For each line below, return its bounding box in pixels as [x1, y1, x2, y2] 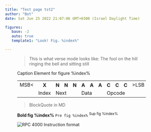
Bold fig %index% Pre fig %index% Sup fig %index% [17, 111, 118, 118]
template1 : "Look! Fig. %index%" [11, 38, 79, 44]
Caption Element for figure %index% [17, 70, 91, 76]
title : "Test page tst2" [5, 7, 55, 12]
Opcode [106, 89, 125, 96]
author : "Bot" [5, 12, 34, 16]
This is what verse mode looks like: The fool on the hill [29, 56, 138, 61]
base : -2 [11, 29, 29, 34]
